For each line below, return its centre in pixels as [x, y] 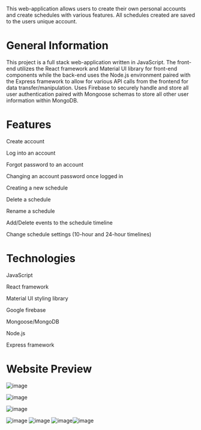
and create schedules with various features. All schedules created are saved [101, 15]
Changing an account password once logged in [65, 176]
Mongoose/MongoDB [33, 321]
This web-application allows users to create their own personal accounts [96, 9]
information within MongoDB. [42, 100]
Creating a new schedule [37, 188]
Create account [25, 141]
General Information [58, 46]
